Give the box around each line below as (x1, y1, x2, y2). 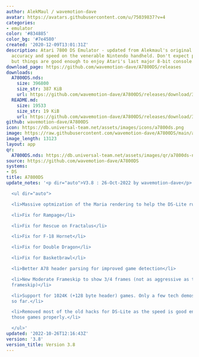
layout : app (6, 141, 36, 147)
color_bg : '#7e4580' (6, 36, 57, 42)
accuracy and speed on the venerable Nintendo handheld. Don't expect (11, 53, 190, 59)
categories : (6, 20, 36, 26)
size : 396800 (17, 81, 49, 87)
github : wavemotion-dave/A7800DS (6, 119, 89, 125)
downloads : (6, 69, 33, 75)
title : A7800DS (6, 175, 44, 181)
